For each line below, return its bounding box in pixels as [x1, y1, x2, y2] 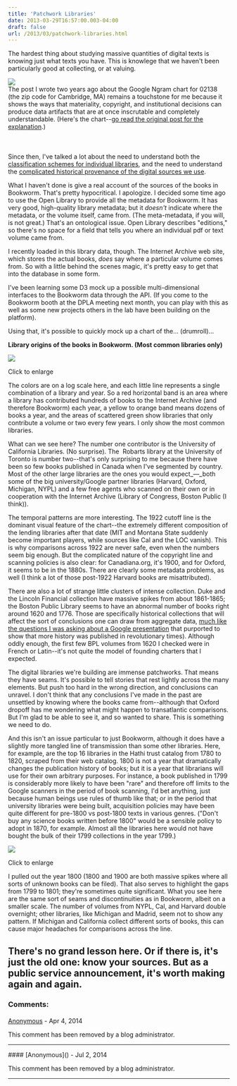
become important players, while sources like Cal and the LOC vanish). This [8, 536, 227, 544]
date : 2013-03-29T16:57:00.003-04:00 [8, 17, 119, 24]
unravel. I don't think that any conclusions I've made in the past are [8, 690, 203, 699]
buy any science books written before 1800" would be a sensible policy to [8, 817, 222, 825]
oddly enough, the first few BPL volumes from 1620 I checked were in [8, 640, 210, 648]
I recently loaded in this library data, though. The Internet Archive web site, [8, 248, 225, 256]
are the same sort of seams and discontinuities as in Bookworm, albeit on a [8, 895, 226, 903]
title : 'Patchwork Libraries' [8, 10, 97, 18]
